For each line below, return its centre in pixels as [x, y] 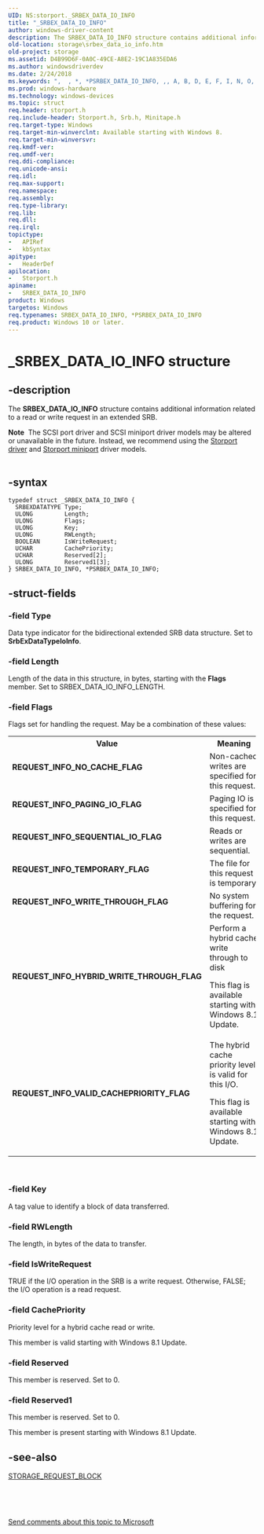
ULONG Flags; [51, 521]
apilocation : [29, 271]
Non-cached [233, 757]
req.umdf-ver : [31, 154]
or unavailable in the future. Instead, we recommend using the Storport [123, 441]
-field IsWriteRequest [50, 1264]
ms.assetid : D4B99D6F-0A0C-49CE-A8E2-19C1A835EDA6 [93, 60]
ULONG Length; [52, 514]
